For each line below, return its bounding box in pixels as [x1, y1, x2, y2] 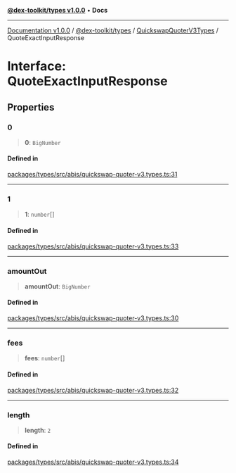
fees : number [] [24, 354, 65, 362]
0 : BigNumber [24, 138, 61, 146]
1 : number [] [24, 210, 55, 219]
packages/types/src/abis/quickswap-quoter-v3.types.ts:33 [7, 242, 179, 251]
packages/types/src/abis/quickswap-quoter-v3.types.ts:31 [7, 170, 178, 179]
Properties [7, 101, 55, 113]
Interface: [7, 58, 67, 75]
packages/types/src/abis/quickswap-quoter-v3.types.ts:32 [7, 386, 179, 394]
